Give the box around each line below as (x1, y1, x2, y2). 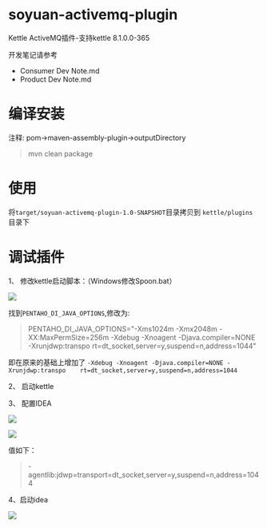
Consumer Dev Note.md (19, 66, 100, 75)
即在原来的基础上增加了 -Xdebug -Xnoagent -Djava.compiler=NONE (8, 357, 224, 367)
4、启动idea (8, 494, 49, 504)
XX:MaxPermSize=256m (27, 332, 110, 342)
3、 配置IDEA (8, 398, 52, 408)
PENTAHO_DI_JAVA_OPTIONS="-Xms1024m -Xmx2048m (27, 324, 217, 333)
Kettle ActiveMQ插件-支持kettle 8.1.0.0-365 (8, 33, 150, 42)
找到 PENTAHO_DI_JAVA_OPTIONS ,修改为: (8, 308, 130, 317)
